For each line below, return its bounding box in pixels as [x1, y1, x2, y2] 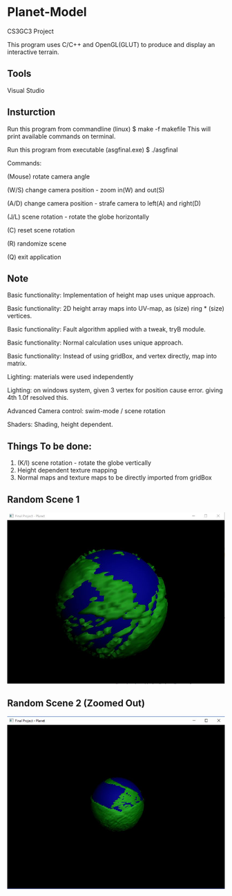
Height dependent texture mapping [17, 466, 117, 475]
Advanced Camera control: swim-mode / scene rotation [7, 407, 166, 415]
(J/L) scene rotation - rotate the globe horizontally [7, 212, 150, 221]
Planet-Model [7, 4, 88, 20]
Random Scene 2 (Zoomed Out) [7, 697, 145, 709]
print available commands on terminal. [7, 132, 116, 140]
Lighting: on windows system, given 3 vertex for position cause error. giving [7, 386, 223, 394]
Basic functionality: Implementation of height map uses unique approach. [7, 291, 215, 300]
